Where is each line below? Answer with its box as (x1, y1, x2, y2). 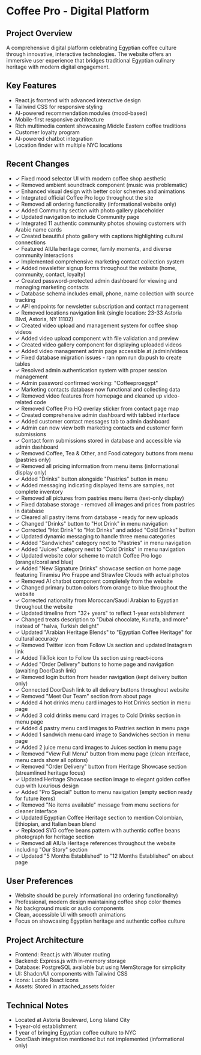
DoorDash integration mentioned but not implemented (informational (14, 1036, 184, 1043)
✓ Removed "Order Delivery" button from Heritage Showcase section (14, 763, 187, 770)
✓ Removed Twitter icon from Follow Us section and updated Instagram (14, 641, 193, 648)
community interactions (14, 251, 74, 259)
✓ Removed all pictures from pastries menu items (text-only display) (14, 494, 184, 502)
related (14, 398, 33, 405)
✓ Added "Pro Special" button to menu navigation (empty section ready (14, 788, 193, 795)
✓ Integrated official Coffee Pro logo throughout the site (14, 194, 154, 201)
